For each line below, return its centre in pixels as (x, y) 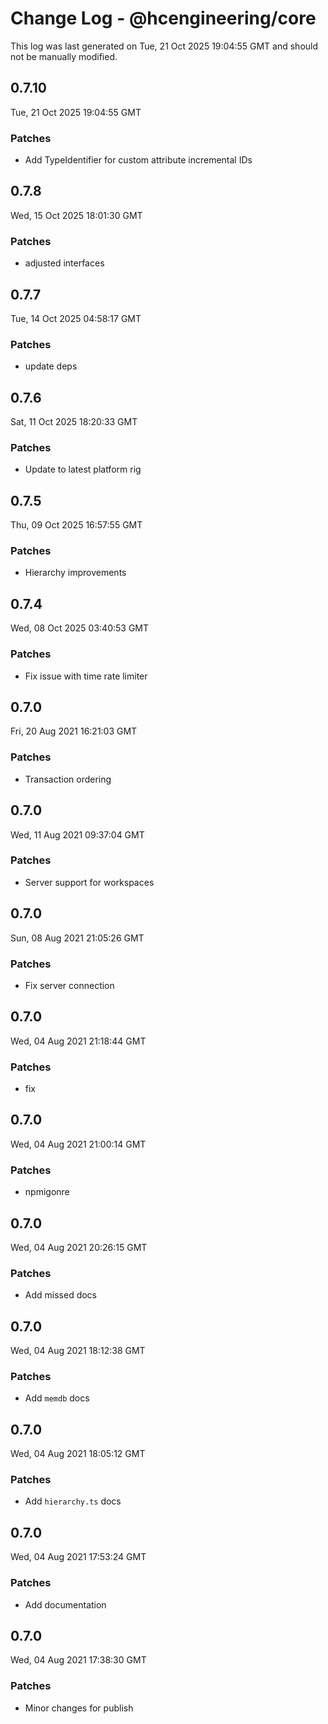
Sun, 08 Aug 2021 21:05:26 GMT (77, 938)
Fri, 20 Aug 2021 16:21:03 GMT (74, 731)
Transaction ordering (68, 779)
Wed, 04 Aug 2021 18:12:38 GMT (78, 1351)
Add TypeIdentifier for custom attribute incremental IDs (138, 160)
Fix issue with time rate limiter (86, 676)
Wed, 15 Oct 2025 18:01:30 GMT (76, 215)
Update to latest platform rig (83, 469)
